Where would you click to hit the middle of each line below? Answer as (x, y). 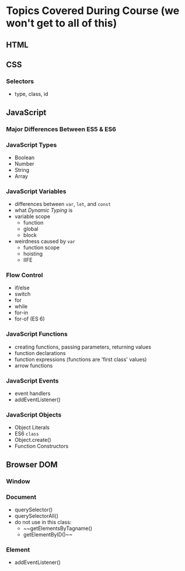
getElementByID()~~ (48, 534)
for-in (21, 313)
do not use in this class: (43, 522)
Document (21, 497)
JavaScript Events (33, 380)
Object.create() (33, 440)
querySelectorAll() (36, 515)
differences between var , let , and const (62, 204)
